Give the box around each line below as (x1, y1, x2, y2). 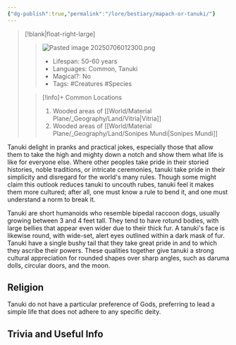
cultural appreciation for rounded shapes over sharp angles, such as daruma (7, 253, 230, 262)
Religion (7, 282, 44, 294)
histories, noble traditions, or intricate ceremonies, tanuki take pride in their (7, 165, 225, 173)
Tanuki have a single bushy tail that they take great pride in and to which (7, 239, 217, 247)
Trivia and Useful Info (7, 328, 104, 340)
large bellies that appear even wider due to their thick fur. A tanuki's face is (7, 223, 225, 232)
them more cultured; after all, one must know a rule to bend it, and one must (7, 187, 228, 196)
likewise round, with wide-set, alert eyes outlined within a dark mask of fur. (7, 231, 225, 239)
